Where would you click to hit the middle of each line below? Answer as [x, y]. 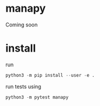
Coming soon [22, 25]
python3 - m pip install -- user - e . [50, 75]
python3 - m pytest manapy [37, 97]
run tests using [23, 86]
